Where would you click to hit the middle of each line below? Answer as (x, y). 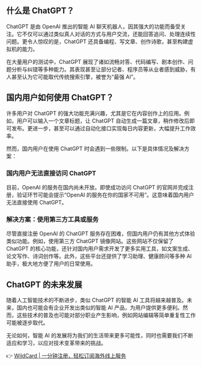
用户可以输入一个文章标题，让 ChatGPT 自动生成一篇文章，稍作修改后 (103, 121)
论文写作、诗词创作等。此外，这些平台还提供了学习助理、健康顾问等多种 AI (99, 256)
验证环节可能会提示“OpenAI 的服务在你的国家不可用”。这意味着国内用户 (105, 195)
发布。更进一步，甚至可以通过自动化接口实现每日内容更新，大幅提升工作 (101, 128)
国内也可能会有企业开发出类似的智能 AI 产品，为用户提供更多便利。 (100, 308)
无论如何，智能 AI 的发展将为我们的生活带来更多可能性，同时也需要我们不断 (100, 336)
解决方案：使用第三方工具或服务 (53, 219)
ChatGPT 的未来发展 (44, 284)
